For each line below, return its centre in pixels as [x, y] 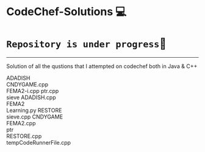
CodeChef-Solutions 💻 [67, 12]
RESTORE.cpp [24, 136]
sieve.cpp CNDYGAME [34, 117]
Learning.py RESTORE [34, 111]
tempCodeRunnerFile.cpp [39, 143]
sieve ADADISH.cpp [31, 97]
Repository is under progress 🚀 [86, 44]
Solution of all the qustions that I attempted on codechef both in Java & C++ [102, 66]
